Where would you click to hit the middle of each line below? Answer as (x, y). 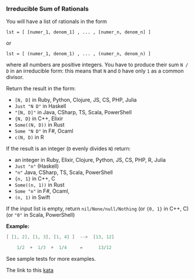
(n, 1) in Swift (32, 198)
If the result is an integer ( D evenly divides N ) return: (68, 149)
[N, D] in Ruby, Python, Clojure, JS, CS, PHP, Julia (76, 100)
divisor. (15, 77)
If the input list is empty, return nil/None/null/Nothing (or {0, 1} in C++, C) (98, 209)
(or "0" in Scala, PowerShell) (41, 215)
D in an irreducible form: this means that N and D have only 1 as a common (95, 71)
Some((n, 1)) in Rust (39, 185)
